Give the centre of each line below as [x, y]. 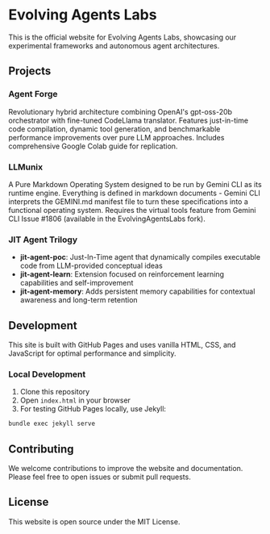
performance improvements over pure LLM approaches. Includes [116, 137]
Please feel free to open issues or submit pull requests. [100, 477]
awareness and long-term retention [79, 300]
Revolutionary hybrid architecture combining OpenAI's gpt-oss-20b [120, 111]
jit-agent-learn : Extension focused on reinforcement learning [122, 274]
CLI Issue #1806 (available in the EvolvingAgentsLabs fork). [107, 219]
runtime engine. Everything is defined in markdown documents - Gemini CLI [134, 193]
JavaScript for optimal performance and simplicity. [92, 353]
